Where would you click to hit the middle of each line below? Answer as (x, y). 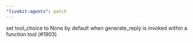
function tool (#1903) (31, 34)
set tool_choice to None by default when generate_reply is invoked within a (97, 28)
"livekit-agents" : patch (36, 11)
